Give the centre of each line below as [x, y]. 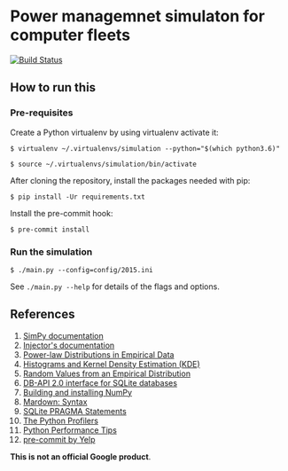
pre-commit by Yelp [59, 439]
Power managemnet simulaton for [137, 16]
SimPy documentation [63, 335]
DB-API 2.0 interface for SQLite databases [100, 382]
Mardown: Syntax [55, 402]
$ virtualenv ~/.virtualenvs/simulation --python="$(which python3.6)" [145, 148]
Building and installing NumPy [77, 392]
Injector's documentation [69, 345]
